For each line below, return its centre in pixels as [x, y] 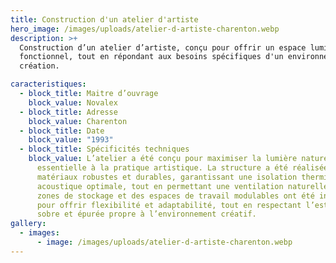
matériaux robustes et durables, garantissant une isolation [167, 177]
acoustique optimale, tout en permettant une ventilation [160, 186]
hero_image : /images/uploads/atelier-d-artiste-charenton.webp [145, 29]
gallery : [28, 224]
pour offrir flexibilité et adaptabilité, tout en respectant [169, 205]
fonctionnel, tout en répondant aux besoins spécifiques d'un [151, 57]
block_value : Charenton [78, 121]
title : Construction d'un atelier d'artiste [104, 19]
